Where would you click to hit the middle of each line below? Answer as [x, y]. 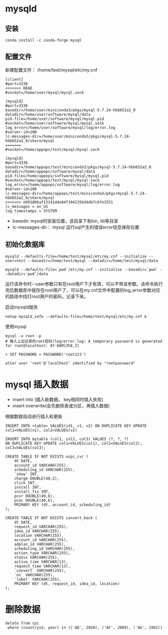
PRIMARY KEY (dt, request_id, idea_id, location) [67, 584]
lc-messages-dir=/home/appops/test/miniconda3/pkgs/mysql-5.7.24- [76, 193]
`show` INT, [27, 474]
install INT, [28, 487]
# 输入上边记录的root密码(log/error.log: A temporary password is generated [84, 341]
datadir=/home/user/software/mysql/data [48, 114]
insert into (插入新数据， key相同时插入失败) [58, 399]
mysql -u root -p [23, 336]
